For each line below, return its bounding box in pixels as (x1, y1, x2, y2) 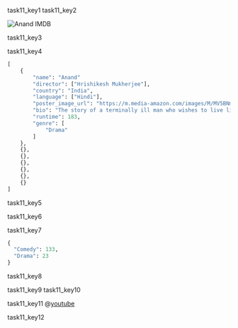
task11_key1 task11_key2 (7, 6, 77, 14)
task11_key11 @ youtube (7, 300, 75, 307)
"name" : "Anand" (33, 74, 81, 81)
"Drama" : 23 (13, 252, 50, 260)
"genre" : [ (33, 119, 65, 127)
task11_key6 (7, 212, 42, 221)
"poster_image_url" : (33, 100, 93, 107)
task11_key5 (7, 198, 42, 207)
